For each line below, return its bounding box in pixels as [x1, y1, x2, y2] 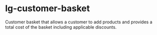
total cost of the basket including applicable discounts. [5, 24, 117, 30]
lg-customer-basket [5, 3, 90, 14]
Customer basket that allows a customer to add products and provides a [5, 19, 153, 25]
